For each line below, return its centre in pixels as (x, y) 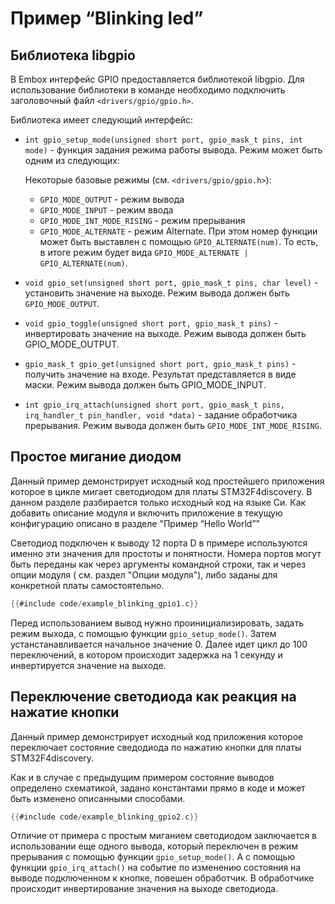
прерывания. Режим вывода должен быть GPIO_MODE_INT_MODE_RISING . (173, 425)
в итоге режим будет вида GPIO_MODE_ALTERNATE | (144, 252)
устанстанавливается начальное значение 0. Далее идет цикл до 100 (159, 644)
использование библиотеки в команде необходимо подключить (148, 90)
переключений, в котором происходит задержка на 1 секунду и (146, 654)
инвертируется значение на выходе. (88, 665)
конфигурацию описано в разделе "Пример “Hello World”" (135, 523)
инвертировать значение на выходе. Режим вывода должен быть (165, 333)
